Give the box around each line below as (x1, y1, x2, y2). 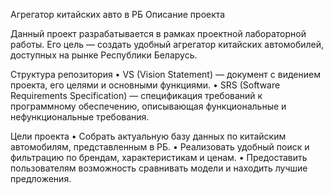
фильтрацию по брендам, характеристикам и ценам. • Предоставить (10, 152, 308, 163)
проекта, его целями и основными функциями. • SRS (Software (10, 79, 281, 91)
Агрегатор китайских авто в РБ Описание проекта (10, 9, 226, 20)
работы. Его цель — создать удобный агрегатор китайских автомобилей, (10, 39, 325, 50)
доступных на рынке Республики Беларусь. (10, 49, 198, 61)
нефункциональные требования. (10, 111, 150, 123)
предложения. (10, 173, 72, 184)
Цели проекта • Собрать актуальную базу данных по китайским (10, 130, 287, 142)
